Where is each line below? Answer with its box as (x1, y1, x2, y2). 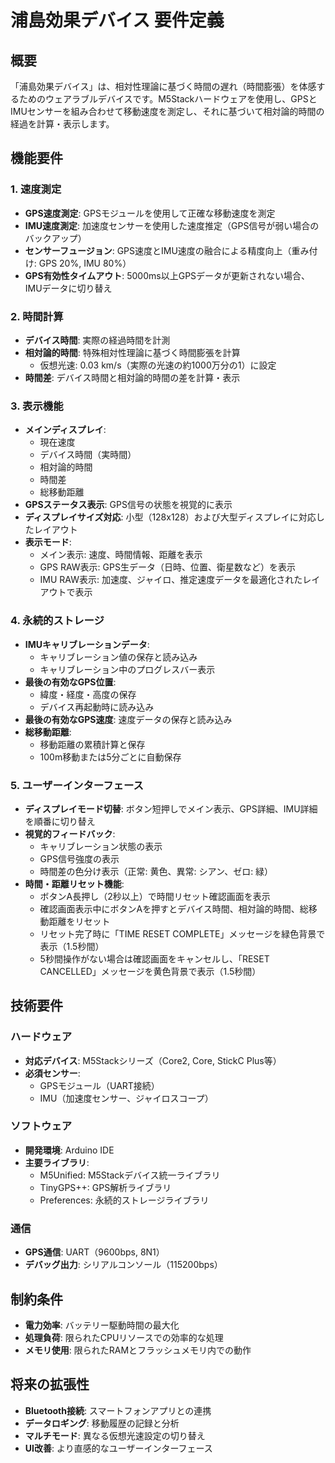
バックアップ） (24, 232, 87, 244)
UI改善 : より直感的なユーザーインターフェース (24, 1442, 213, 1454)
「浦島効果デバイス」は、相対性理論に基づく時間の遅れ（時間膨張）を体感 (10, 81, 317, 92)
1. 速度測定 (10, 182, 62, 196)
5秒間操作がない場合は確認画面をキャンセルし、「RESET (39, 952, 270, 965)
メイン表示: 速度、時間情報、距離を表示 (39, 549, 203, 561)
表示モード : (24, 536, 72, 548)
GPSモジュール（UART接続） (39, 1079, 160, 1091)
